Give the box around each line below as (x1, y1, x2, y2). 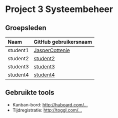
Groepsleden (5, 24, 46, 32)
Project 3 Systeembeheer (5, 4, 113, 15)
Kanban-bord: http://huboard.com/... (12, 101, 88, 107)
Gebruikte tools (5, 88, 54, 97)
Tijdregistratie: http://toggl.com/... (12, 107, 82, 113)
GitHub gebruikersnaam (33, 39, 92, 45)
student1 (7, 47, 29, 54)
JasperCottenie (33, 47, 70, 54)
